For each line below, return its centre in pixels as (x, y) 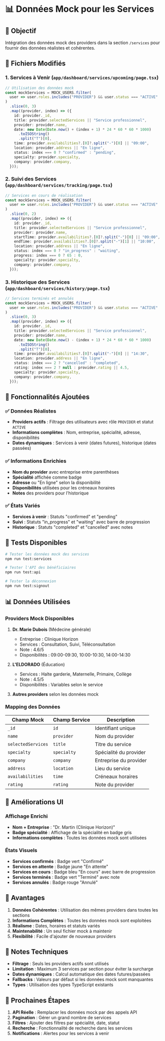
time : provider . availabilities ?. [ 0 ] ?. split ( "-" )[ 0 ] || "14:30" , (82, 354)
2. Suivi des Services (31, 179)
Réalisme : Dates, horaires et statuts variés (56, 925)
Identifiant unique (115, 728)
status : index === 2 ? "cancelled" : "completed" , (67, 363)
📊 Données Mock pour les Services (80, 9)
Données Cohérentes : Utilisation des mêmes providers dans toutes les (85, 910)
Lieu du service (113, 768)
